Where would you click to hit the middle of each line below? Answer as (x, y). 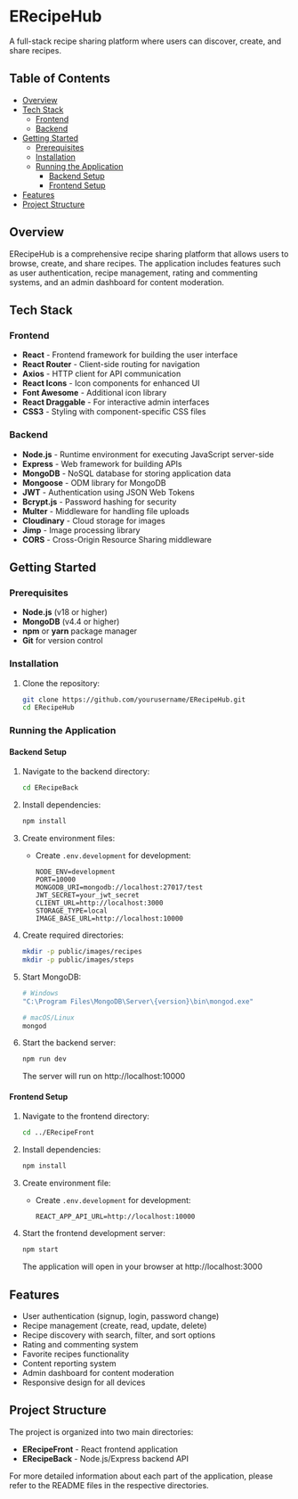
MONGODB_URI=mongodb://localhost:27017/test (119, 888)
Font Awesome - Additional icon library (94, 393)
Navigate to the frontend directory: (85, 1117)
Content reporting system (69, 1363)
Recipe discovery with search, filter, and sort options (119, 1335)
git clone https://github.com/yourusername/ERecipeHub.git (134, 700)
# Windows (40, 993)
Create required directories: (73, 935)
